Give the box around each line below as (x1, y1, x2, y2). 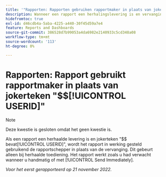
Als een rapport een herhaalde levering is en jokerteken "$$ (5, 136, 127, 142)
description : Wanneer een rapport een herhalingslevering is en (5, 12, 140, 17)
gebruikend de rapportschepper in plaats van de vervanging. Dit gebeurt (5, 146, 153, 152)
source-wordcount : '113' (5, 39, 57, 44)
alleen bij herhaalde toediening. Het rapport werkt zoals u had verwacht (5, 151, 151, 157)
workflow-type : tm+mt (5, 35, 50, 40)
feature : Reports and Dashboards (5, 26, 74, 30)
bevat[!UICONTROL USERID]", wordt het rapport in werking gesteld (5, 141, 142, 147)
